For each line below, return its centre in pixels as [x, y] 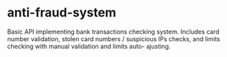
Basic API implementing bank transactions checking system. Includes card [113, 32]
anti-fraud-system [62, 13]
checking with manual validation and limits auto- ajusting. [89, 46]
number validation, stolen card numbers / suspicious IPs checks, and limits [113, 38]
